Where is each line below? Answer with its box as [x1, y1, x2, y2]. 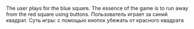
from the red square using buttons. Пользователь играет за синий [6, 11, 168, 18]
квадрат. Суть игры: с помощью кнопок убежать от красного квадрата [6, 17, 184, 23]
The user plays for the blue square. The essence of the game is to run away [6, 5, 189, 11]
